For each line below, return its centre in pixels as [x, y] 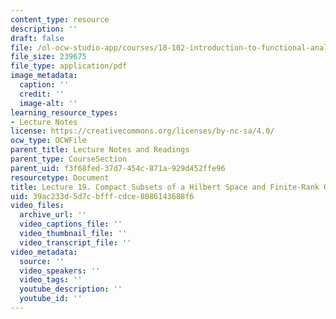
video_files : [37, 206]
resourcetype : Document [60, 177]
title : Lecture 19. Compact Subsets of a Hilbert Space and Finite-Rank [165, 187]
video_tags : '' [51, 280]
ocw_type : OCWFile [48, 141]
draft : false [37, 38]
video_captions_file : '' [71, 224]
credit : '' [42, 94]
